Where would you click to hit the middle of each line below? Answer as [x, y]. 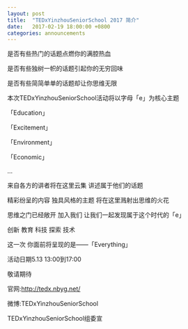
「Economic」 [28, 157]
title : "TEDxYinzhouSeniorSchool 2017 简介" [73, 20]
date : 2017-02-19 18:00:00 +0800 [59, 26]
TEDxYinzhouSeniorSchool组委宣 [55, 319]
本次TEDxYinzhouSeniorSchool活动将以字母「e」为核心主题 [93, 98]
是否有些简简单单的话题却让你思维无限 [62, 83]
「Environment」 [31, 143]
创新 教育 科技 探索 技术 [41, 230]
